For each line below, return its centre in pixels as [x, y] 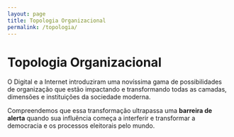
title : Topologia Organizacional [57, 21]
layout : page [27, 14]
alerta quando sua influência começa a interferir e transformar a [101, 119]
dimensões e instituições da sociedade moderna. [79, 97]
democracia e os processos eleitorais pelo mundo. [81, 126]
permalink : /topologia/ [43, 27]
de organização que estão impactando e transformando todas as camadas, [117, 89]
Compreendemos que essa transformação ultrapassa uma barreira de [110, 111]
